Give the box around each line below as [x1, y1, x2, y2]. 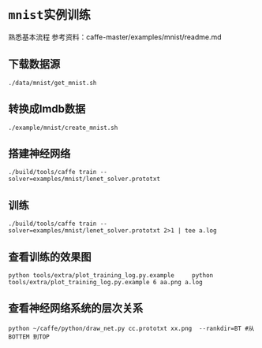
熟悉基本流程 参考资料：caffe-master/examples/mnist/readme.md [8, 32, 223, 42]
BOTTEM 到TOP [8, 332, 50, 341]
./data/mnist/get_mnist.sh [8, 79, 97, 87]
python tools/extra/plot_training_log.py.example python [8, 272, 214, 280]
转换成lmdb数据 [8, 102, 86, 116]
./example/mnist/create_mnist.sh [8, 124, 118, 131]
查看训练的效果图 [8, 250, 92, 264]
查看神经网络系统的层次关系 [8, 302, 144, 315]
